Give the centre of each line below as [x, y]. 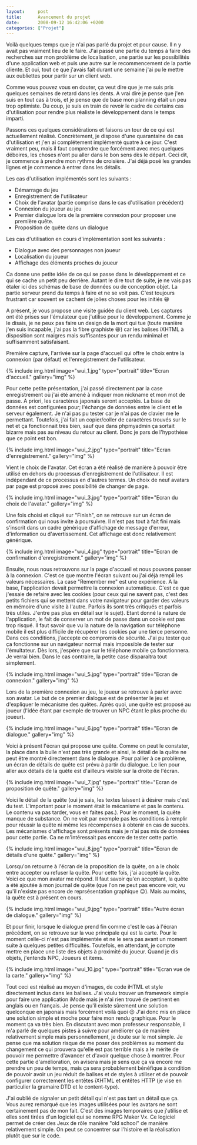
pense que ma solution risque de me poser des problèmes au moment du [95, 1043]
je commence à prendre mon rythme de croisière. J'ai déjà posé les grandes [98, 161]
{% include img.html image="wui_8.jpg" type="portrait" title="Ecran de [92, 849]
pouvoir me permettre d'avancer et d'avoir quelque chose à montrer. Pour [96, 1056]
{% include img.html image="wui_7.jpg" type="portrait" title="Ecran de [92, 782]
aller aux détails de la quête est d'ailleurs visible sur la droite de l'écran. [93, 771]
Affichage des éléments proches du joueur [66, 263]
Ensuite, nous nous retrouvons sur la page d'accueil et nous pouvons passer [99, 569]
